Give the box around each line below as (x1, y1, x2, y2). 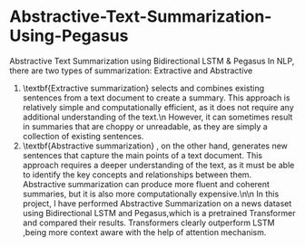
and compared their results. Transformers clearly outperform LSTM (22, 217, 275, 228)
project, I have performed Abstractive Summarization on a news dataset (22, 197, 292, 209)
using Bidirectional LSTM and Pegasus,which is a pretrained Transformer (22, 207, 296, 218)
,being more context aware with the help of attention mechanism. (22, 226, 267, 237)
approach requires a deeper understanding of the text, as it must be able (22, 159, 295, 170)
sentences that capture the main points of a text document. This (22, 149, 263, 160)
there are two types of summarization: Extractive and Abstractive (9, 65, 253, 76)
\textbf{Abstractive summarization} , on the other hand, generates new (22, 140, 289, 151)
